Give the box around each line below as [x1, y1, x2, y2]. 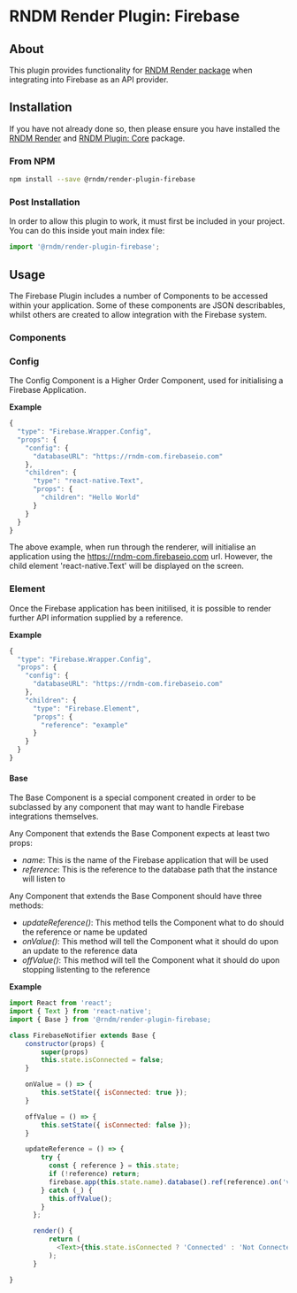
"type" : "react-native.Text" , [32, 476, 144, 486]
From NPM [9, 155, 56, 167]
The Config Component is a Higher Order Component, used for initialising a [9, 375, 284, 386]
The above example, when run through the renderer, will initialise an [9, 542, 256, 552]
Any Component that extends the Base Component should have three [9, 891, 263, 902]
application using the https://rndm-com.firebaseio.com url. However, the [9, 551, 273, 562]
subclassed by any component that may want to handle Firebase [9, 802, 245, 812]
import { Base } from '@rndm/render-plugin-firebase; [9, 1015, 212, 1024]
